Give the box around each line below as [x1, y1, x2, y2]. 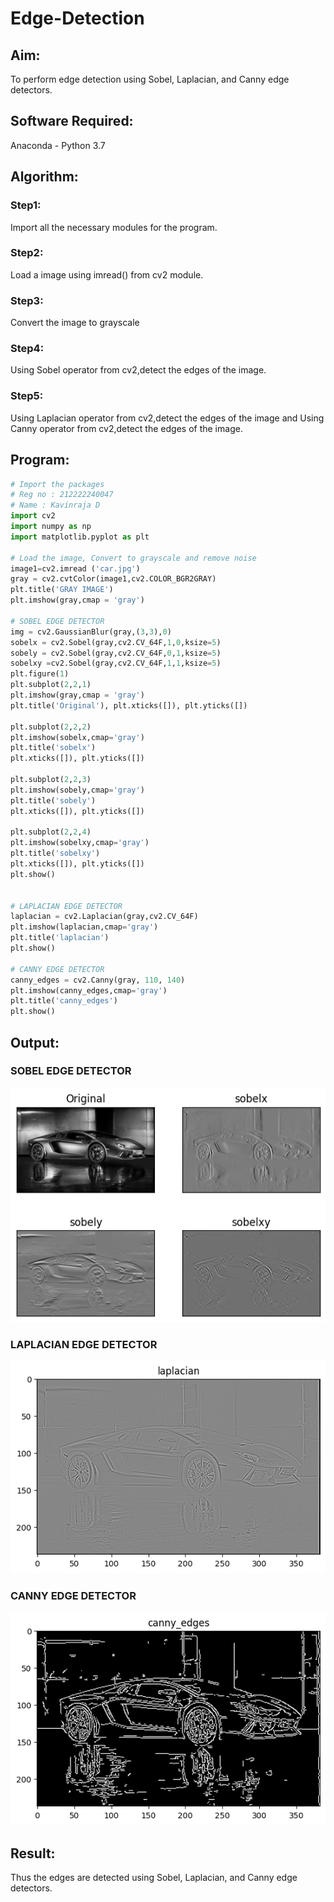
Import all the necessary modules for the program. [10, 221, 218, 233]
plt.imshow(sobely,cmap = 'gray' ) [10, 785, 145, 795]
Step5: [10, 389, 44, 403]
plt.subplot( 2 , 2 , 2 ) [10, 722, 92, 732]
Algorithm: [10, 168, 79, 186]
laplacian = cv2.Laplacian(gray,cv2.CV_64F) [10, 912, 199, 922]
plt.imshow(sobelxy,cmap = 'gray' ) [10, 838, 150, 848]
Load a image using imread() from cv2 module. [10, 268, 204, 281]
